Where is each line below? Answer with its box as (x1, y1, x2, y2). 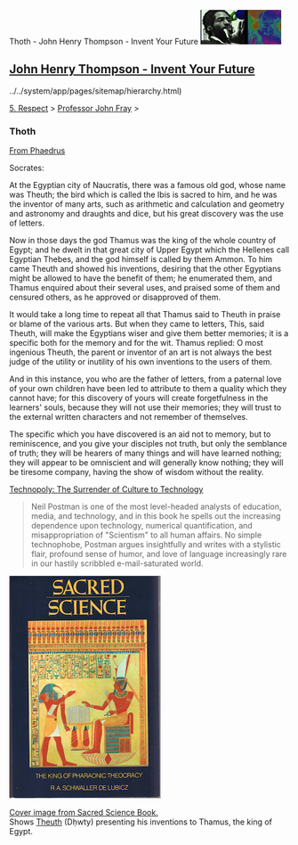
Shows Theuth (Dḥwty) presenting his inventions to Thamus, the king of (9, 816, 273, 827)
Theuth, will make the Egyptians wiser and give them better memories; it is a (9, 328, 289, 339)
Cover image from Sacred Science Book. (9, 808, 158, 818)
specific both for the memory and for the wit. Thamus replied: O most (9, 338, 264, 349)
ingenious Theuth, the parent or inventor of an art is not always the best (9, 347, 272, 357)
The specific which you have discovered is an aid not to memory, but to (9, 429, 271, 439)
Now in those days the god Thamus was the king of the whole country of (9, 235, 277, 246)
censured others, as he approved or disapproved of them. (9, 291, 221, 303)
